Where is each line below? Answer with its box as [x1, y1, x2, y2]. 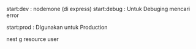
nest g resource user [6, 36, 59, 42]
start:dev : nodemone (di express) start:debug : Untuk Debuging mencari [6, 6, 190, 12]
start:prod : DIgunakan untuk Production [6, 24, 108, 31]
